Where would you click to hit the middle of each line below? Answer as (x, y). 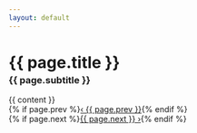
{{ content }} (32, 100)
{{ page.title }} (64, 62)
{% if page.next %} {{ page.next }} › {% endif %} (98, 119)
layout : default (39, 18)
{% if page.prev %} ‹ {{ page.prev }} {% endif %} (98, 109)
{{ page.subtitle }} (50, 80)
